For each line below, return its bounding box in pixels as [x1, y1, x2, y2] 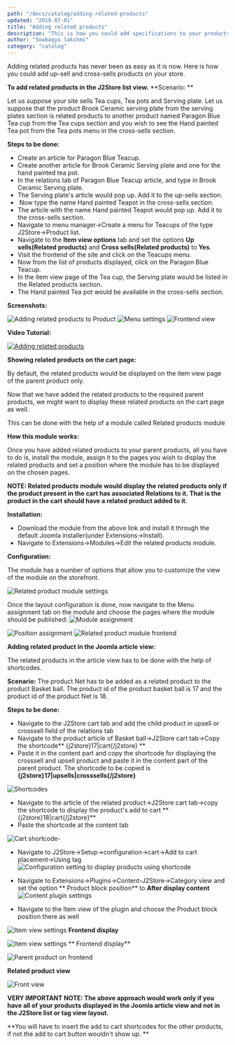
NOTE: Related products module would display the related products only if [7, 481, 227, 490]
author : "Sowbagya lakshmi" [7, 36, 90, 43]
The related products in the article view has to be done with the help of [7, 656, 212, 664]
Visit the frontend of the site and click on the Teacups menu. [17, 250, 192, 259]
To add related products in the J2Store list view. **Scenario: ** [7, 83, 194, 91]
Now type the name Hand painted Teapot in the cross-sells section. [19, 198, 214, 207]
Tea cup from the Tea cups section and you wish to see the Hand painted [7, 119, 219, 127]
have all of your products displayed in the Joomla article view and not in [7, 1002, 220, 1009]
